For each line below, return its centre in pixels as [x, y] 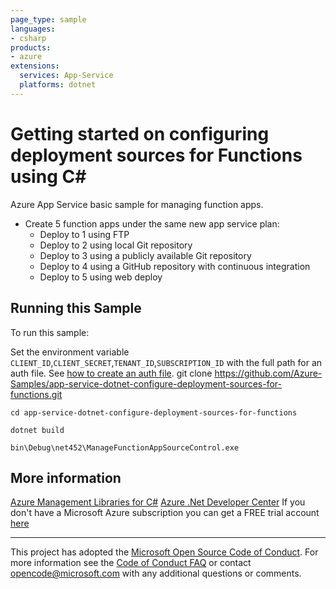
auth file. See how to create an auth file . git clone [111, 373]
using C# [48, 176]
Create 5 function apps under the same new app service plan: [152, 223]
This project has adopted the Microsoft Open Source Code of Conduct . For [164, 552]
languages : [33, 29]
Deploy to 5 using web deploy [101, 277]
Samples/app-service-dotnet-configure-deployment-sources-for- [146, 383]
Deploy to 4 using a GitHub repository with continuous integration [175, 266]
